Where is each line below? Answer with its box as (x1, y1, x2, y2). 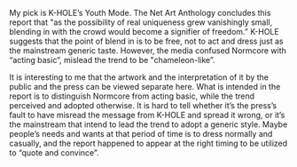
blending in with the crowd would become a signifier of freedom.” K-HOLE (9, 27, 279, 36)
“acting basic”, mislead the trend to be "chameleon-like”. (9, 55, 215, 65)
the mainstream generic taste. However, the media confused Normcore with (9, 45, 286, 56)
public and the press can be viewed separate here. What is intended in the (9, 82, 281, 91)
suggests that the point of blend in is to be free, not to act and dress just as (9, 36, 284, 46)
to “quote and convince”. (9, 147, 99, 158)
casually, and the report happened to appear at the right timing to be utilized (9, 138, 288, 148)
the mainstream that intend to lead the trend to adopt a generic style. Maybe (9, 119, 288, 130)
